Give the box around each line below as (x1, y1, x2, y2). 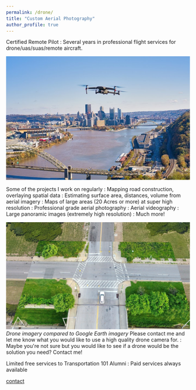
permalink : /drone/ (6, 9, 54, 15)
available (6, 366, 28, 374)
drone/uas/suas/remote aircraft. (6, 44, 83, 52)
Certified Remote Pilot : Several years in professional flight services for (6, 39, 176, 46)
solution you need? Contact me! (6, 348, 83, 356)
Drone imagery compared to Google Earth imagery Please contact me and (6, 330, 185, 337)
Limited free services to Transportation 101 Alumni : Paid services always (6, 360, 181, 367)
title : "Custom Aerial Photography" (6, 15, 95, 22)
